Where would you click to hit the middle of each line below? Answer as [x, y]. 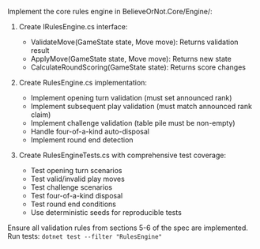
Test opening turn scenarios [77, 170]
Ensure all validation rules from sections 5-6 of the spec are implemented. [128, 228]
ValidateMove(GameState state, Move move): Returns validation [134, 42]
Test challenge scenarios [71, 187]
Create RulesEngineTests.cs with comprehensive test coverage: [122, 155]
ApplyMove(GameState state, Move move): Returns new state [131, 59]
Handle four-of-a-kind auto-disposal [90, 131]
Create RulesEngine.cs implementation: [83, 83]
